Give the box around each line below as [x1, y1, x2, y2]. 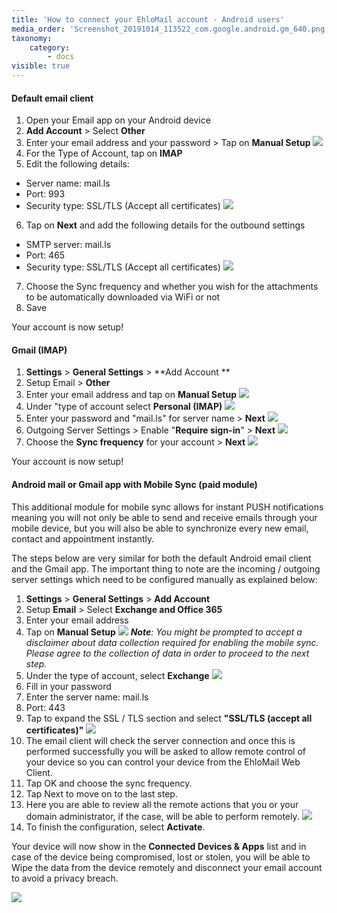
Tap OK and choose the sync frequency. [25, 777, 193, 789]
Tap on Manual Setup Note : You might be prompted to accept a [25, 626, 303, 638]
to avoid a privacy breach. [11, 872, 119, 884]
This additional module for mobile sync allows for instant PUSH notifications [11, 501, 324, 513]
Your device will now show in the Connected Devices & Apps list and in [11, 840, 307, 852]
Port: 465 [25, 249, 66, 261]
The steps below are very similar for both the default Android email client [11, 552, 312, 564]
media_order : [11, 24, 66, 34]
